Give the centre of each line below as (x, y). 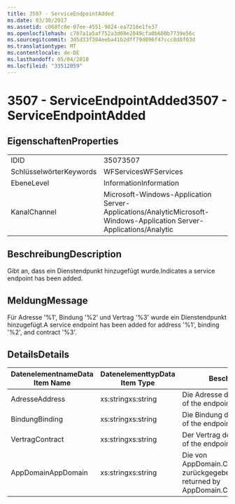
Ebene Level (30, 183)
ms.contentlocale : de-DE (43, 53)
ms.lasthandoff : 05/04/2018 (48, 60)
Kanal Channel (34, 212)
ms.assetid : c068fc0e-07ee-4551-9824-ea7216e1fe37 (83, 27)
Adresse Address (38, 399)
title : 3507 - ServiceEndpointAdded (60, 14)
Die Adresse (202, 395)
